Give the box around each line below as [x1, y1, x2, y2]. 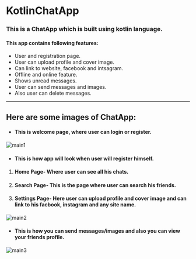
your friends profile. [14, 234, 65, 241]
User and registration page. [14, 53, 80, 60]
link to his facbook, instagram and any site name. [14, 201, 136, 208]
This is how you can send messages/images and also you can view [14, 227, 181, 234]
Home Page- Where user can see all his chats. [14, 168, 129, 175]
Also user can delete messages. [14, 89, 92, 97]
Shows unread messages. [14, 77, 77, 84]
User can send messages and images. [14, 84, 107, 91]
